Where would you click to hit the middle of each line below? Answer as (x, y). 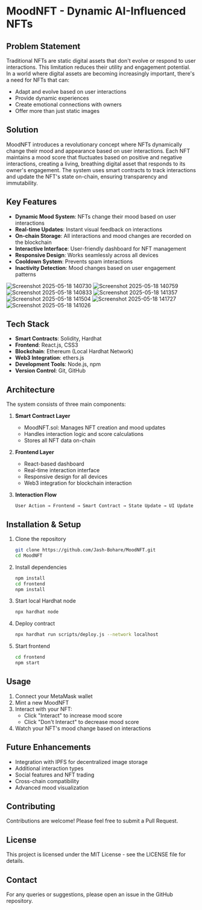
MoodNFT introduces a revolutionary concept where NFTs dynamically (94, 144)
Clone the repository (40, 539)
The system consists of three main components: (66, 404)
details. (15, 861)
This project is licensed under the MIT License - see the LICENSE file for (96, 854)
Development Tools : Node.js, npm (58, 364)
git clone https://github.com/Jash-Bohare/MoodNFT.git (85, 550)
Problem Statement (43, 46)
